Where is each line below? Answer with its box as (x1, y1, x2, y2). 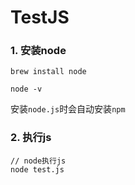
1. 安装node (10, 44, 67, 58)
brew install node (10, 67, 87, 77)
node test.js (10, 164, 65, 175)
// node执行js (10, 156, 67, 166)
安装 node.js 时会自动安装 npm (10, 103, 126, 115)
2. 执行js (10, 131, 52, 145)
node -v (10, 84, 43, 95)
